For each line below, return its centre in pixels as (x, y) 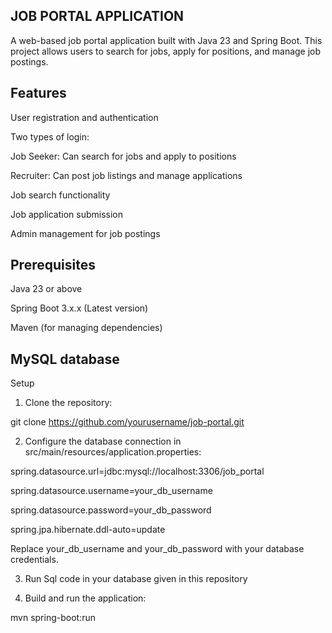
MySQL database (65, 359)
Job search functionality (60, 195)
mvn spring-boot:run (53, 618)
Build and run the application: (85, 598)
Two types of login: (50, 136)
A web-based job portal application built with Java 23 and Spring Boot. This (166, 40)
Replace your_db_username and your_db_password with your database (157, 549)
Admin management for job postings (85, 233)
